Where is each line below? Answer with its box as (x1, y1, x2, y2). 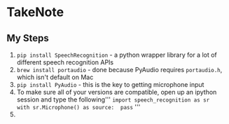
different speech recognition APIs (16, 58, 113, 67)
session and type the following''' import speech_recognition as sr (16, 95, 210, 104)
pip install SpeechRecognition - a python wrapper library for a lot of (16, 50, 218, 59)
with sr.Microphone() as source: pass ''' (16, 103, 141, 111)
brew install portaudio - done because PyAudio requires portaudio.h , (16, 66, 223, 74)
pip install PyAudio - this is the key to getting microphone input (16, 81, 204, 88)
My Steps (6, 32, 50, 44)
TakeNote (6, 4, 64, 20)
